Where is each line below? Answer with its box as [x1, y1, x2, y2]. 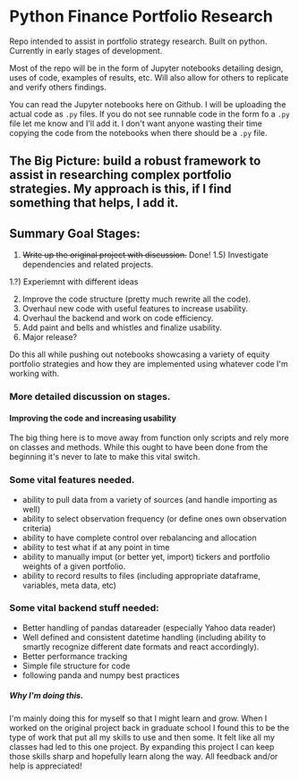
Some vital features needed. [9, 474, 135, 487]
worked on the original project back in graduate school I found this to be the [9, 722, 289, 733]
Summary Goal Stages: [9, 225, 141, 241]
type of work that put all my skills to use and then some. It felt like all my [9, 732, 276, 742]
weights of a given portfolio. [21, 561, 126, 572]
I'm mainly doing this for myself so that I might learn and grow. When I [9, 713, 268, 724]
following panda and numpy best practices [21, 669, 181, 681]
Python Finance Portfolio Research [9, 6, 273, 27]
